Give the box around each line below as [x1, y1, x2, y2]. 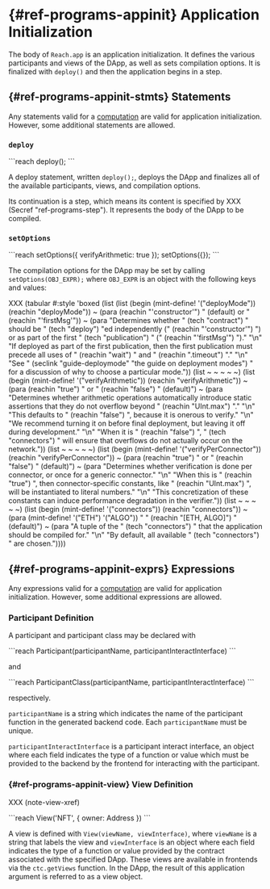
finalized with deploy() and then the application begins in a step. [8, 66, 223, 76]
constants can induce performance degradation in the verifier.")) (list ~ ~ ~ [8, 496, 256, 505]
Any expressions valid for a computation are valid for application [8, 584, 222, 593]
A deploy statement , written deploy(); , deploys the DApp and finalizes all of [8, 172, 260, 182]
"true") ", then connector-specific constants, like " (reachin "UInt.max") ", [8, 479, 251, 489]
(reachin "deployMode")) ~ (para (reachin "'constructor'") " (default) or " [8, 307, 250, 317]
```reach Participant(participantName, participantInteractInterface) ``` [8, 646, 236, 656]
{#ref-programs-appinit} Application [8, 6, 260, 24]
